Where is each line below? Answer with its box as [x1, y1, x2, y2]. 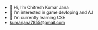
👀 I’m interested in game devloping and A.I [9, 10, 94, 15]
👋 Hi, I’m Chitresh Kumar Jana [9, 5, 69, 10]
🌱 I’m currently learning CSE [9, 15, 66, 20]
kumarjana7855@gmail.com [9, 20, 65, 25]
